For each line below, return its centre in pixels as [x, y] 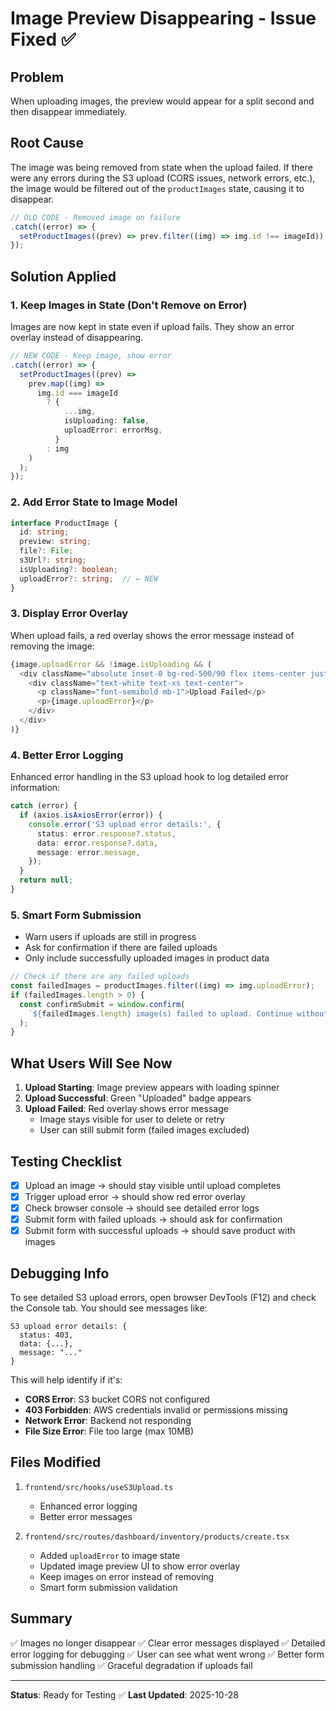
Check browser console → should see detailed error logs [142, 1208]
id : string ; [44, 532]
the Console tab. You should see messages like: [109, 1308]
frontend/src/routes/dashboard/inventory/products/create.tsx [157, 1537]
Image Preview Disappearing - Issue [163, 18]
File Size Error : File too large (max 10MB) [109, 1431]
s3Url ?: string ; [53, 560]
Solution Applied [63, 276]
